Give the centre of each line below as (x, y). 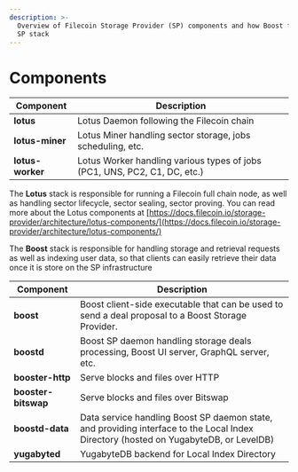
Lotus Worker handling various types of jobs (169, 161)
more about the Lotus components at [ (79, 213)
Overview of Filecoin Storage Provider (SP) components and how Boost (150, 26)
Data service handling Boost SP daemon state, (176, 418)
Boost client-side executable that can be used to (181, 304)
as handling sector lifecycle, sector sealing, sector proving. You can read (142, 203)
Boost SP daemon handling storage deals (165, 341)
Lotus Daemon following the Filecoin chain (166, 121)
